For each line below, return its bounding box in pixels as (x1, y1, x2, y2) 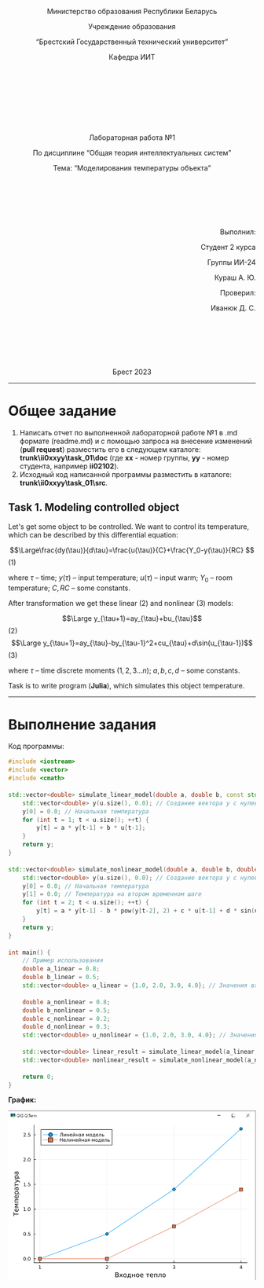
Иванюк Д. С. (211, 303, 256, 313)
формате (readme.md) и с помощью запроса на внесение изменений (19, 436, 253, 446)
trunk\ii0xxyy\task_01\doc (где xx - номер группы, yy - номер (19, 453, 229, 462)
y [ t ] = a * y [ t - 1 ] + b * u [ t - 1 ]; (36, 824, 146, 832)
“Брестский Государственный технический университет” (35, 37, 229, 46)
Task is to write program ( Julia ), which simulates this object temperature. (8, 681, 245, 690)
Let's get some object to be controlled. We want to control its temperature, (8, 522, 250, 531)
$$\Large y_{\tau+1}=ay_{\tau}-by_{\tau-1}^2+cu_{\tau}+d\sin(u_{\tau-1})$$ (11, 638, 253, 648)
